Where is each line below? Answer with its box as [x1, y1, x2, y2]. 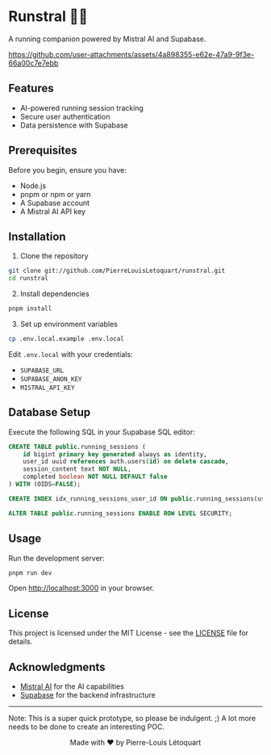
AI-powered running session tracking [19, 103, 144, 112]
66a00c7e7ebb [8, 58, 59, 68]
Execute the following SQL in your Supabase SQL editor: [8, 427, 195, 437]
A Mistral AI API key [19, 206, 86, 216]
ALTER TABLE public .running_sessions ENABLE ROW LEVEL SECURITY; [8, 509, 232, 518]
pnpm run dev [8, 568, 52, 577]
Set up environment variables [19, 319, 119, 329]
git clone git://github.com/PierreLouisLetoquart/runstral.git [8, 266, 226, 275]
